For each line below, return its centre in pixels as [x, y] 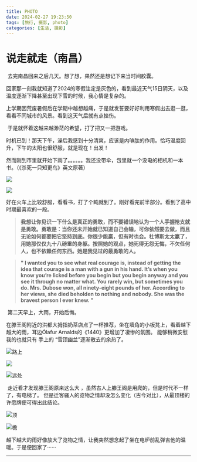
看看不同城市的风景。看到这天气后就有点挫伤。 [62, 116]
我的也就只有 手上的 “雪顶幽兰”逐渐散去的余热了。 [67, 339]
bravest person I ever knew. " [57, 300]
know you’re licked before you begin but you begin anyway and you [104, 276]
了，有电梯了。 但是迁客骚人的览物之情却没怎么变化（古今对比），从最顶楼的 [98, 395]
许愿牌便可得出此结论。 [34, 403]
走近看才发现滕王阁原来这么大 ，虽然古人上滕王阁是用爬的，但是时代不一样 [98, 388]
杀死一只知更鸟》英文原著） [55, 168]
